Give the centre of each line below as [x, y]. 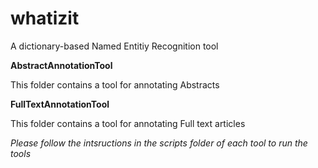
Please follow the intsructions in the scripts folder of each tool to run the [159, 143]
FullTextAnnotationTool [60, 104]
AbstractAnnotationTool [61, 65]
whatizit [45, 18]
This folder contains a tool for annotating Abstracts [115, 84]
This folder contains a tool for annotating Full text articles [128, 123]
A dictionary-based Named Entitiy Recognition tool [114, 46]
